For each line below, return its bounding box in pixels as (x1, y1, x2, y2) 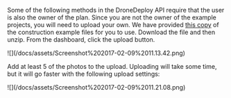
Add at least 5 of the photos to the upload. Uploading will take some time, (7, 63, 217, 70)
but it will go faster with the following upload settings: (7, 70, 160, 78)
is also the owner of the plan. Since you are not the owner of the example (7, 13, 216, 22)
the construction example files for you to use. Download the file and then (7, 28, 216, 36)
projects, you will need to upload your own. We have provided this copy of (7, 21, 220, 28)
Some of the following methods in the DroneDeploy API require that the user (7, 6, 225, 14)
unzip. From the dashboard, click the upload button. (7, 35, 155, 44)
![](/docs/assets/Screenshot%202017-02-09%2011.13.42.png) (7, 49, 186, 57)
